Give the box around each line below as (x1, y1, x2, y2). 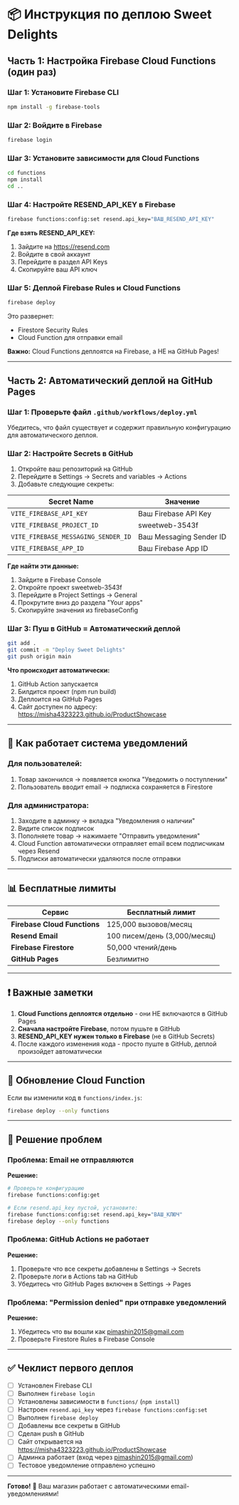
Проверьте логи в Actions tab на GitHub (17, 1272, 138, 1281)
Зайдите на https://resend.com (17, 242, 110, 251)
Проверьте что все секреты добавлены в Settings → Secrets (17, 1264, 201, 1273)
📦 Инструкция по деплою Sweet (7, 6, 212, 23)
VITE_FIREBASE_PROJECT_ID (11, 522, 99, 529)
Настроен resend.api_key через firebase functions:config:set (17, 1405, 208, 1414)
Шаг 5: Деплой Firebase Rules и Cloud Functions (7, 283, 181, 293)
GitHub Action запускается (17, 680, 98, 688)
